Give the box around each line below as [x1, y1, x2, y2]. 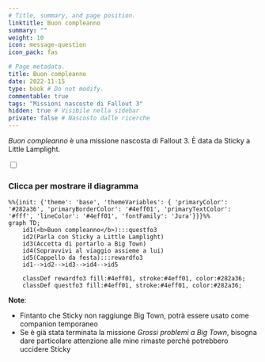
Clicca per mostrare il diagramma [8, 180, 138, 191]
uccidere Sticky [19, 345, 71, 354]
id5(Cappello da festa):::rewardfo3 [22, 254, 144, 262]
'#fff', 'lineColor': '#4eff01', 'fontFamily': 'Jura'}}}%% [8, 212, 211, 220]
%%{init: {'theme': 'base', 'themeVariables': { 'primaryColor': [8, 199, 228, 207]
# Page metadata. [8, 63, 66, 71]
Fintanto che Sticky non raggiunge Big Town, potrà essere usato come [19, 311, 249, 321]
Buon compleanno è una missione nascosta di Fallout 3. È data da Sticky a [8, 136, 251, 145]
